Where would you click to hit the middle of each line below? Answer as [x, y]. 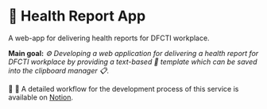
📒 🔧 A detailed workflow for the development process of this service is [124, 88]
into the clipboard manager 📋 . [59, 70]
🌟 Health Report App [77, 16]
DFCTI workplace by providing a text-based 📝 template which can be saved [133, 62]
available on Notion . [41, 97]
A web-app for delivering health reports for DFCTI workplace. [109, 38]
